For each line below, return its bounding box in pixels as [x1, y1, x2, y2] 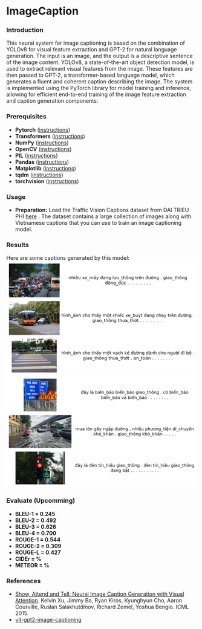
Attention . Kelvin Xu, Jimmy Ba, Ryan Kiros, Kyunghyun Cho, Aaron [15, 597, 183, 604]
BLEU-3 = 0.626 [15, 523, 56, 530]
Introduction [6, 26, 44, 34]
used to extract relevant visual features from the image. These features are [6, 65, 193, 73]
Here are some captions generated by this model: [6, 254, 130, 262]
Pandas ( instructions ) [15, 158, 70, 166]
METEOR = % [15, 561, 50, 569]
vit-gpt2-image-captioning [15, 616, 82, 624]
